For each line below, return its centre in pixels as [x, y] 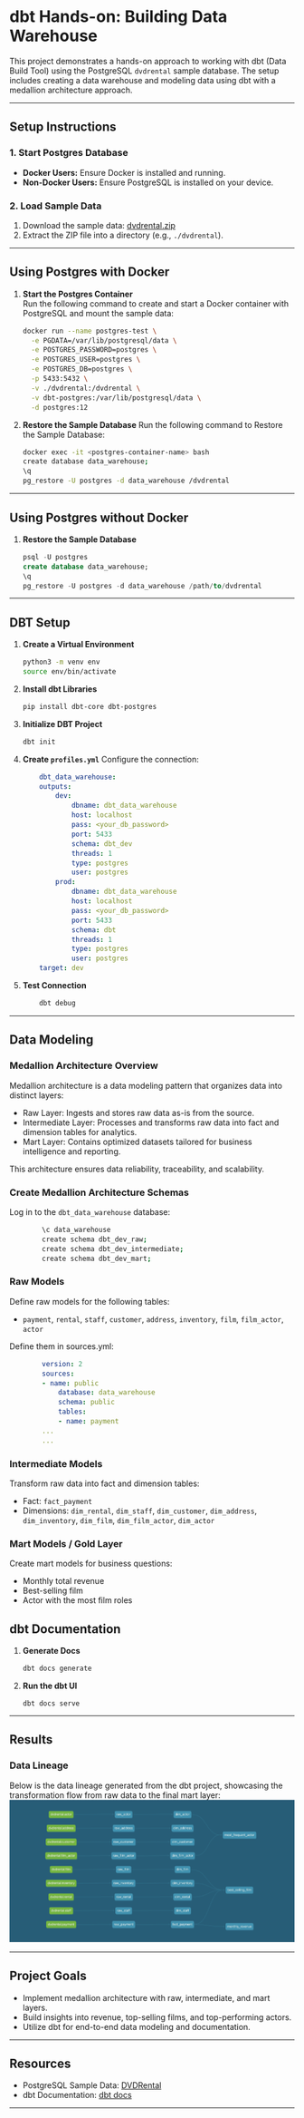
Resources [40, 2064]
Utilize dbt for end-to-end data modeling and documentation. [136, 2026]
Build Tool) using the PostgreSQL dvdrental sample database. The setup [144, 71]
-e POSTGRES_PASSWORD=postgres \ [94, 350]
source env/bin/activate [69, 672]
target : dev [62, 968]
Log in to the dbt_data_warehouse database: [90, 1211]
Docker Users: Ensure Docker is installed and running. [124, 172]
